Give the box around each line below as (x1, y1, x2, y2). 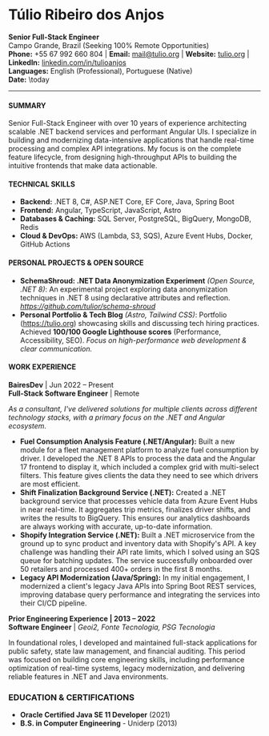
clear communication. (19, 344, 93, 353)
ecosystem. (8, 420, 46, 430)
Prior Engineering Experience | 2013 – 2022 (8, 613, 156, 623)
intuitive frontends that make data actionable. (8, 161, 158, 171)
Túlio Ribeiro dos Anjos (8, 6, 165, 24)
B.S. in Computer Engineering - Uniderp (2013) (19, 718, 178, 728)
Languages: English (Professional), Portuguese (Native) (8, 66, 193, 75)
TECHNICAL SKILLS (8, 179, 76, 189)
